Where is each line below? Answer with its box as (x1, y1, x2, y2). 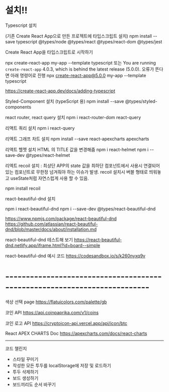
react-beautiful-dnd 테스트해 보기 (5, 237, 73, 243)
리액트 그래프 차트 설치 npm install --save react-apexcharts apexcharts (5, 136, 149, 142)
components (5, 104, 32, 110)
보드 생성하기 (12, 375, 39, 381)
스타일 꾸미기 (12, 356, 39, 362)
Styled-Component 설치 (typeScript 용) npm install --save (5, 98, 124, 104)
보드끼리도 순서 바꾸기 (12, 381, 56, 387)
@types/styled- (125, 98, 157, 104)
